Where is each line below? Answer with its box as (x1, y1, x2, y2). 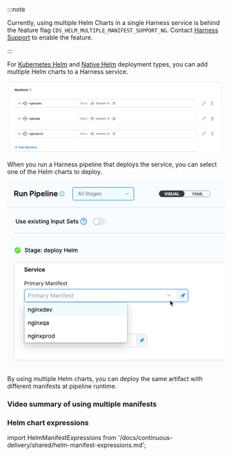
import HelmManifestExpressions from (7, 433, 117, 441)
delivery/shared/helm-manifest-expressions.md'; (7, 441, 146, 449)
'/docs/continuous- (117, 433, 173, 441)
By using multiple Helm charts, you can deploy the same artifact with (7, 374, 203, 383)
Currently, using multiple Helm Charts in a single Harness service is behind (7, 19, 220, 26)
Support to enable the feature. (7, 33, 93, 42)
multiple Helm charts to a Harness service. (7, 68, 128, 76)
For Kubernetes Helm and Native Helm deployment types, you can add (7, 60, 209, 68)
